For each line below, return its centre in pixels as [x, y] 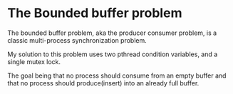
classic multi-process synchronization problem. [77, 40]
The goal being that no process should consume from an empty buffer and [117, 75]
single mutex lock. [34, 61]
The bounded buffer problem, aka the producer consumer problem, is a [112, 33]
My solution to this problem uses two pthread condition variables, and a [113, 54]
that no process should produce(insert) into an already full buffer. [103, 83]
